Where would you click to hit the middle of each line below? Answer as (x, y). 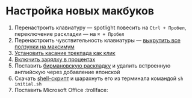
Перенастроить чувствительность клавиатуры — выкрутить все (98, 40)
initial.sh (28, 84)
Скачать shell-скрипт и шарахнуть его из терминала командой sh (99, 78)
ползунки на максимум (44, 47)
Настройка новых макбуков (80, 11)
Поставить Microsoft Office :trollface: (61, 90)
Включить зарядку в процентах (55, 59)
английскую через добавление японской (67, 72)
